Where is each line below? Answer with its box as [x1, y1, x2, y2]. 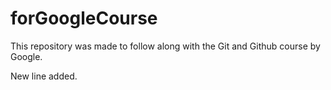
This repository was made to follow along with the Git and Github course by [10, 40, 321, 52]
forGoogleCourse [10, 7, 158, 30]
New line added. [10, 70, 78, 82]
